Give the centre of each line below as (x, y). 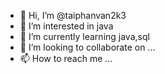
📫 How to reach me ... (66, 58)
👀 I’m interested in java (66, 26)
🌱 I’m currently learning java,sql (84, 36)
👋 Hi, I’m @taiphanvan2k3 (73, 15)
